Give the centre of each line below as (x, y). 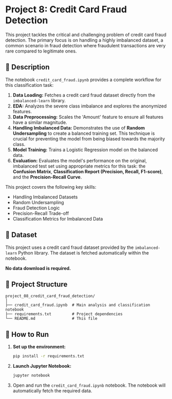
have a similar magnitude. (40, 122)
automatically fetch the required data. (52, 391)
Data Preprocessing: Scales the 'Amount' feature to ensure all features (88, 117)
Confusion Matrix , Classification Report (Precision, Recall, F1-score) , (88, 171)
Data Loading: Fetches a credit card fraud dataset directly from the (84, 95)
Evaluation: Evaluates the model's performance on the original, (80, 160)
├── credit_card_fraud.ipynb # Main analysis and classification (78, 305)
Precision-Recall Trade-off (41, 213)
